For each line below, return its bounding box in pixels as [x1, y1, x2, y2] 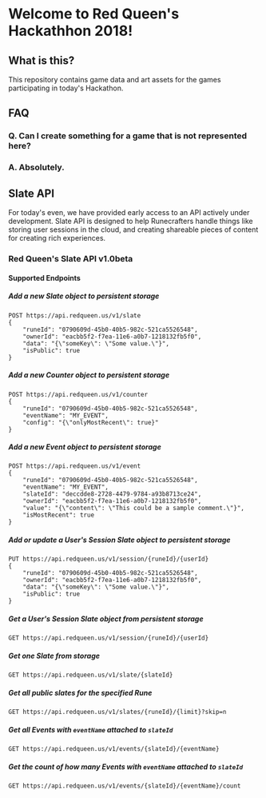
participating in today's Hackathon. [8, 83, 124, 93]
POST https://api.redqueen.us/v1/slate [8, 311, 141, 320]
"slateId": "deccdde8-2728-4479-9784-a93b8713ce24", [22, 490, 202, 498]
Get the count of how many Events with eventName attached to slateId [8, 761, 244, 772]
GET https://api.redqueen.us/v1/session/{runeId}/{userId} [8, 634, 209, 642]
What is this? [8, 54, 75, 67]
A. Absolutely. [8, 162, 66, 173]
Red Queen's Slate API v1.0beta [8, 253, 133, 264]
